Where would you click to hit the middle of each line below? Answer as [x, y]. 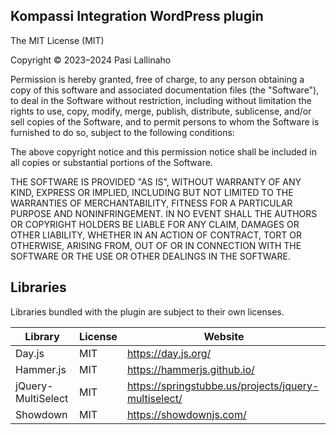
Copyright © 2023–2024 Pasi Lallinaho [91, 60]
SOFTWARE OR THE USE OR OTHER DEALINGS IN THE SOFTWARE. [150, 256]
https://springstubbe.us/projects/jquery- [223, 386]
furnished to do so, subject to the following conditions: [122, 132]
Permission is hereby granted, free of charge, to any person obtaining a [157, 79]
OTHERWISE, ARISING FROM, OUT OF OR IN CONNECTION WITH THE [156, 245]
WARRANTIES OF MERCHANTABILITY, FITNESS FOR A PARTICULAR [151, 203]
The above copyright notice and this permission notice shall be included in [163, 151]
